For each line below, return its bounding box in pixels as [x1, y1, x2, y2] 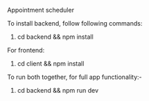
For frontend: [7, 46, 45, 54]
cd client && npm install [17, 59, 85, 68]
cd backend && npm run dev [17, 86, 99, 94]
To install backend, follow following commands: [7, 19, 143, 27]
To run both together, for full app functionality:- [7, 73, 142, 81]
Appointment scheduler [7, 6, 75, 14]
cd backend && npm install [17, 33, 94, 41]
